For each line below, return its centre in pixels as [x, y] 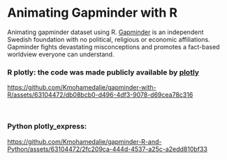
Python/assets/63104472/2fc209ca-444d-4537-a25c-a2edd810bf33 [108, 149]
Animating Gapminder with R [93, 13]
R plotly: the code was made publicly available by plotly [103, 72]
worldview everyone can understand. [61, 54]
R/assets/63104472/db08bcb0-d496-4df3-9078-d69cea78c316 [100, 95]
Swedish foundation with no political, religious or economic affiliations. [109, 39]
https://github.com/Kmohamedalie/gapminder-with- [82, 88]
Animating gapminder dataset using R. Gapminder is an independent [105, 32]
